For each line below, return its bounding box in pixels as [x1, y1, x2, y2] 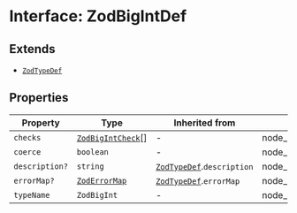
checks [13, 133, 42, 142]
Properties [9, 90, 69, 105]
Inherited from [173, 117, 236, 129]
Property [21, 117, 60, 129]
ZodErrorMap [76, 175, 127, 186]
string [76, 161, 104, 171]
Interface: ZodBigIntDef [9, 6, 187, 27]
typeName [13, 190, 50, 200]
